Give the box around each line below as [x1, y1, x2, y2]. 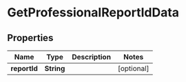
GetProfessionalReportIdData [7, 5, 180, 20]
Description [72, 53, 112, 61]
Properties [7, 32, 54, 44]
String [44, 64, 65, 73]
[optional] [117, 64, 149, 73]
